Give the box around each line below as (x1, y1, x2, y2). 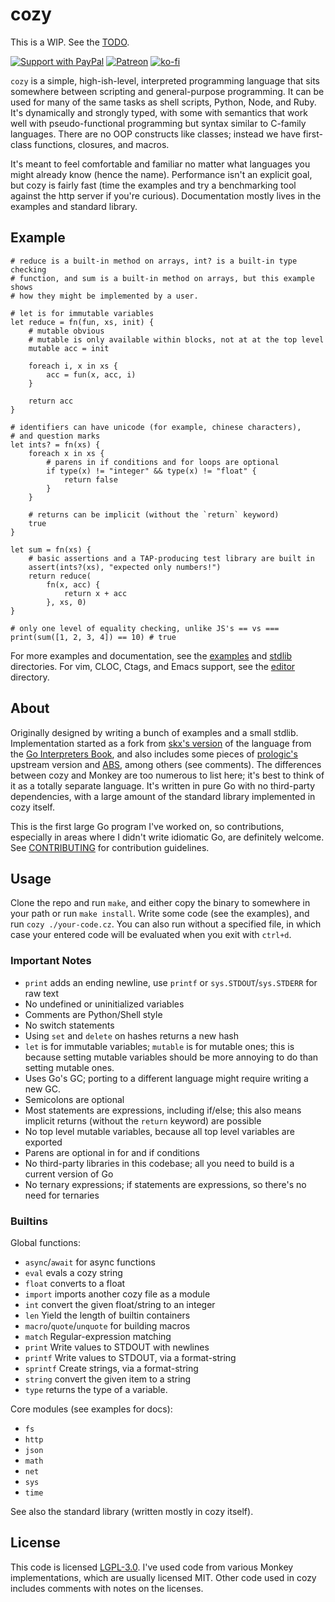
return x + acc (63, 588, 128, 598)
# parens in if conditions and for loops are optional (46, 457, 280, 467)
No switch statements (24, 1019, 115, 1031)
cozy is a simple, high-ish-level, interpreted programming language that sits (10, 74, 320, 87)
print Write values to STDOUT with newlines (24, 1341, 210, 1353)
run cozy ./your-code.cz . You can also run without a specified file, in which (10, 918, 322, 930)
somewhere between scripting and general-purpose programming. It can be (10, 85, 325, 97)
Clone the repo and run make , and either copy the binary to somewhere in (10, 897, 311, 909)
